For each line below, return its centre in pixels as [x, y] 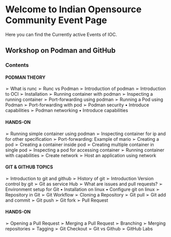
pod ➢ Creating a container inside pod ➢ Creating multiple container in [80, 144]
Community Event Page [56, 20]
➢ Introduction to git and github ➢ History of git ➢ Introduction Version [80, 178]
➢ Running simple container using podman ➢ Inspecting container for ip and [86, 134]
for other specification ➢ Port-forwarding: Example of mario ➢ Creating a [82, 139]
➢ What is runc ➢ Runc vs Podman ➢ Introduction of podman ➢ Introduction [86, 89]
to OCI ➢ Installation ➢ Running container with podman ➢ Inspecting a [79, 94]
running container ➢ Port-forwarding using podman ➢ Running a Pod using [84, 100]
